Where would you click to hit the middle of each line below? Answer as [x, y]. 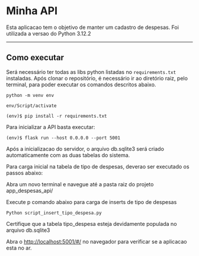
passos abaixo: [25, 173]
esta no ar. [19, 248]
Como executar [35, 58]
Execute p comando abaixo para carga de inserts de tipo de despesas [92, 202]
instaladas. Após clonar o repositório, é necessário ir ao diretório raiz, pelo [97, 78]
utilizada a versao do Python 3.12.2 [49, 33]
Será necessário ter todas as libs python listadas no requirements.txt [91, 72]
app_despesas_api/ [30, 190]
